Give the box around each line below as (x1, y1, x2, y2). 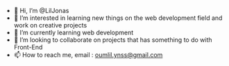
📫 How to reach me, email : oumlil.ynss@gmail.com (13, 51, 163, 58)
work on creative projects (13, 21, 87, 29)
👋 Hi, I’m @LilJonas (13, 7, 69, 14)
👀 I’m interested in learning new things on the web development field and (13, 14, 223, 22)
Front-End (13, 43, 43, 51)
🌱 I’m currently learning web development (13, 28, 134, 36)
